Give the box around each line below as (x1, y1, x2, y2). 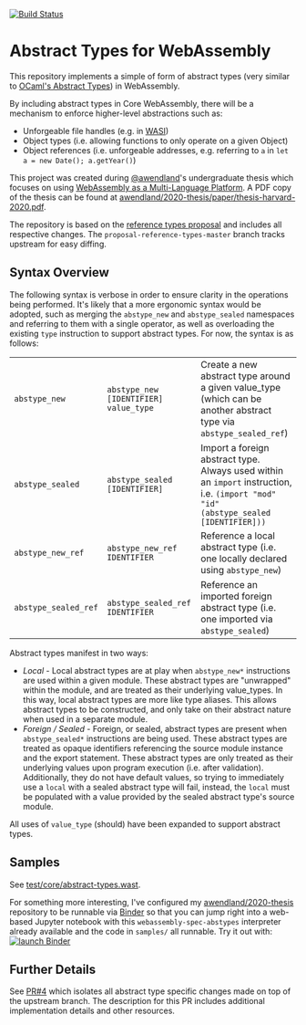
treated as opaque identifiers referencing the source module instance (22, 742, 284, 753)
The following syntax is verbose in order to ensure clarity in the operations (9, 288, 289, 300)
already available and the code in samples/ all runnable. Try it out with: (9, 926, 273, 936)
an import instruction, (199, 476, 293, 488)
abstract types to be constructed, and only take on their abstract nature (22, 704, 291, 715)
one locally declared (199, 552, 288, 565)
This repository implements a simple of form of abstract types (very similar (9, 70, 291, 81)
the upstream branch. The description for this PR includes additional (9, 996, 266, 1007)
